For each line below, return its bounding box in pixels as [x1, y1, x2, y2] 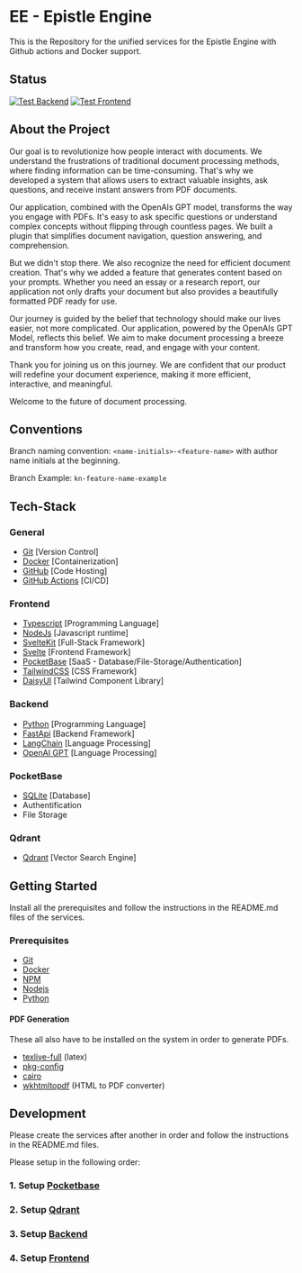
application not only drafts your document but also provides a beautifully [9, 286, 279, 296]
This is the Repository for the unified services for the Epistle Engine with [9, 36, 277, 47]
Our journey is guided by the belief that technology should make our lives [9, 313, 281, 323]
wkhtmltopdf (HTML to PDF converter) [22, 1079, 165, 1091]
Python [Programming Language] [22, 718, 147, 729]
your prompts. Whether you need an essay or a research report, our [9, 277, 261, 287]
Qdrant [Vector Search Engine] [22, 852, 137, 863]
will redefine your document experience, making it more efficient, [9, 368, 252, 379]
